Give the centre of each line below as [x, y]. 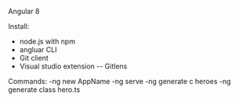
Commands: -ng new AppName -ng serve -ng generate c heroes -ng [119, 81]
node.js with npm [47, 41]
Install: [19, 26]
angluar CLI [38, 49]
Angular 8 [24, 11]
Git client [34, 58]
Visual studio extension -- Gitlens [73, 66]
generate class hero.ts [44, 90]
